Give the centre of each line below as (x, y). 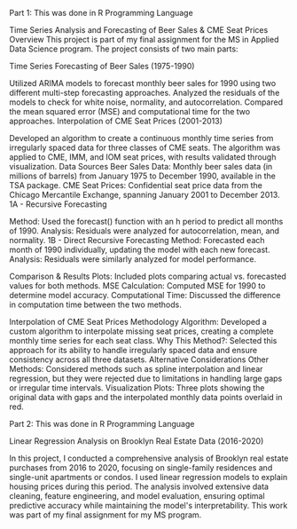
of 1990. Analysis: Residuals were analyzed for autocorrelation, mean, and (145, 231)
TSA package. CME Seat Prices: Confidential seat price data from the (136, 185)
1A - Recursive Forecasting (59, 204)
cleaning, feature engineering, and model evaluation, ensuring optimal (137, 496)
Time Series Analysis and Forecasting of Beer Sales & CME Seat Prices (139, 30)
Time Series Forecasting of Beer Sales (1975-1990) (102, 66)
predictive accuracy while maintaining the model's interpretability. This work (148, 505)
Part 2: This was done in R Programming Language (102, 424)
